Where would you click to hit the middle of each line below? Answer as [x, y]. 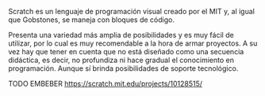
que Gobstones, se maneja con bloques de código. [91, 20]
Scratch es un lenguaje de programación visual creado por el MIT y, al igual [132, 11]
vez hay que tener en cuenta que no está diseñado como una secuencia [126, 52]
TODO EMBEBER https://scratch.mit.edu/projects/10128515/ [106, 83]
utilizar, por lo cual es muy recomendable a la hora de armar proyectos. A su [133, 43]
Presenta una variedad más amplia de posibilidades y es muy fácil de [121, 35]
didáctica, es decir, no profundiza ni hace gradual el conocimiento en [121, 60]
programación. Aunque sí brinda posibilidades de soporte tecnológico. [123, 68]
